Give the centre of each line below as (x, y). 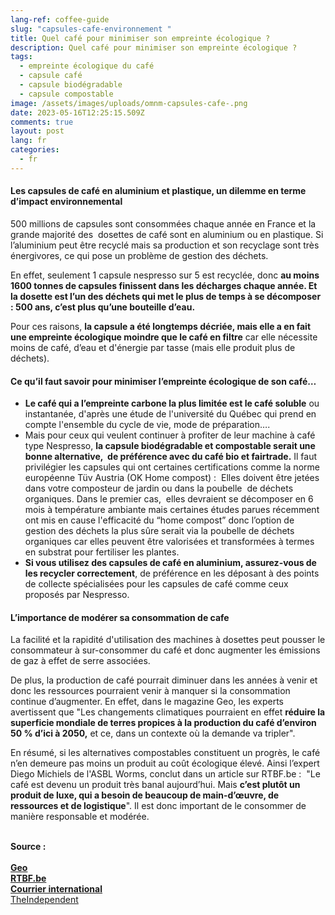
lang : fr (28, 141)
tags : (21, 57)
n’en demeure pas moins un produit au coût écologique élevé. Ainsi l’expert (165, 763)
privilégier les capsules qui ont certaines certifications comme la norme (172, 467)
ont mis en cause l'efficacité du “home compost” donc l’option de (159, 520)
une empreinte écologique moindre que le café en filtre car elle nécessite (164, 337)
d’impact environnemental (66, 202)
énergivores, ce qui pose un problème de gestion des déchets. (139, 255)
